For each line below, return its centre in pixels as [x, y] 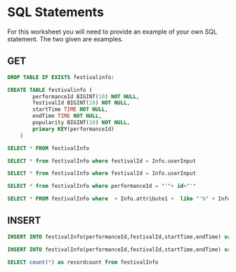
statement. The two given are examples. [65, 39]
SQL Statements [55, 12]
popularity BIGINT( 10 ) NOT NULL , [81, 123]
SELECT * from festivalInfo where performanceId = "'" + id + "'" [102, 186]
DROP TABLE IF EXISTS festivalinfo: [61, 77]
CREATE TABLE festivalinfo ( [50, 90]
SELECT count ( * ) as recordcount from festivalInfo [83, 262]
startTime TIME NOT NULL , [71, 109]
